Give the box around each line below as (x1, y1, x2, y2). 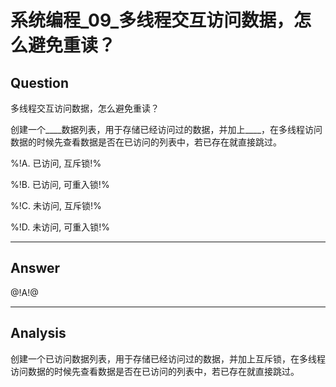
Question (10, 74, 69, 91)
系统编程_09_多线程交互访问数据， (10, 9, 295, 32)
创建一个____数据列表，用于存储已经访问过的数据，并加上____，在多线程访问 (10, 124, 323, 135)
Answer (10, 260, 61, 277)
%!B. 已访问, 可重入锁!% (10, 179, 110, 190)
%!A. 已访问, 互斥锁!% (10, 157, 102, 169)
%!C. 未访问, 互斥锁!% (10, 200, 102, 211)
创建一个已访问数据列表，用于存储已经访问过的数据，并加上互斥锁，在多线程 (10, 352, 326, 365)
